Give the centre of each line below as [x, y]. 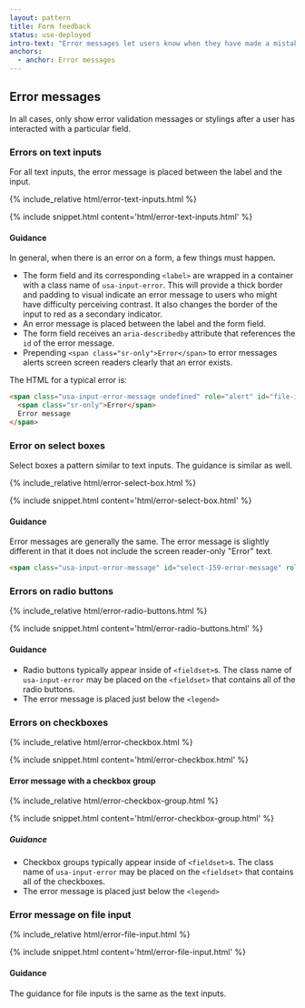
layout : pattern [40, 18]
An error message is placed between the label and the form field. [144, 324]
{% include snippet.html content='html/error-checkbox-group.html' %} [142, 819]
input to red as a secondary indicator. [93, 314]
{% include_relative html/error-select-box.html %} [103, 483]
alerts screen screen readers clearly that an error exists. [128, 363]
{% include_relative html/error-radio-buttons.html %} [108, 611]
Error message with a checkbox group [83, 781]
